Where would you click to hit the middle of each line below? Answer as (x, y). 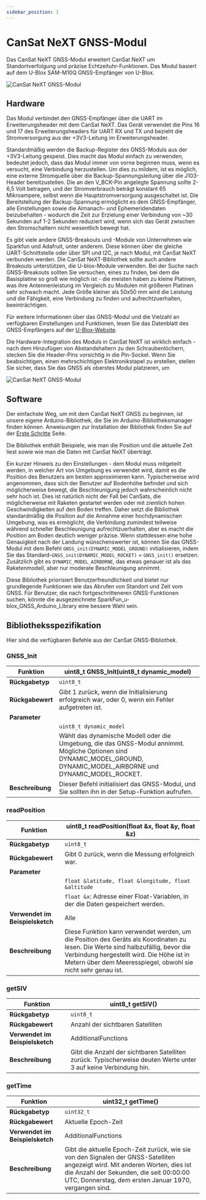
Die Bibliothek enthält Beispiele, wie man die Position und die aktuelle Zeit (100, 445)
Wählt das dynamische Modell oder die (115, 736)
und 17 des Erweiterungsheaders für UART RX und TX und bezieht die (94, 131)
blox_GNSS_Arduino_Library (42, 606)
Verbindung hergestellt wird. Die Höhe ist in (127, 955)
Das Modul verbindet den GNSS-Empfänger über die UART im (85, 118)
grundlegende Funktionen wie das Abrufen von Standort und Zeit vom (95, 587)
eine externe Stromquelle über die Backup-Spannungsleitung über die (95, 176)
